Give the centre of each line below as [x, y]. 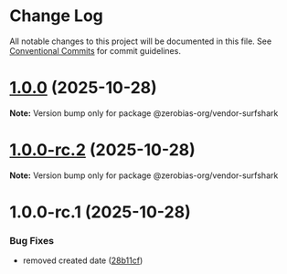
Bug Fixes [32, 240]
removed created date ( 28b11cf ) [83, 260]
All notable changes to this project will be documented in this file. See [141, 41]
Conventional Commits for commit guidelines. [95, 50]
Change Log [56, 16]
